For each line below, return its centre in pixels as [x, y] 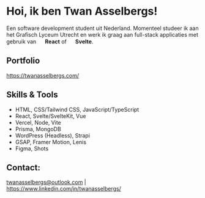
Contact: [24, 167]
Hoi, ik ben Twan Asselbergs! [82, 11]
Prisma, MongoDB [38, 129]
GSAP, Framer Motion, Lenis [51, 142]
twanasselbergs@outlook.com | [47, 182]
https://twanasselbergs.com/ [43, 75]
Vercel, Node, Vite [38, 122]
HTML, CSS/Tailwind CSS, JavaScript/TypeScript [77, 109]
